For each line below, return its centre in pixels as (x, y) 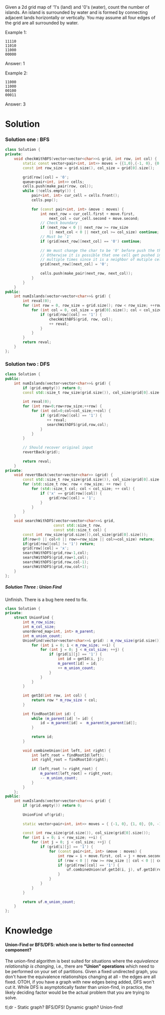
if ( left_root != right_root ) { (64, 769)
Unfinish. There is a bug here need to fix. (46, 599)
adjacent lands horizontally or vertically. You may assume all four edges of (80, 17)
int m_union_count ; (43, 636)
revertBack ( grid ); (41, 452)
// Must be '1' (55, 237)
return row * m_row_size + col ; (64, 700)
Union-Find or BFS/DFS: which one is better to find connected (69, 945)
